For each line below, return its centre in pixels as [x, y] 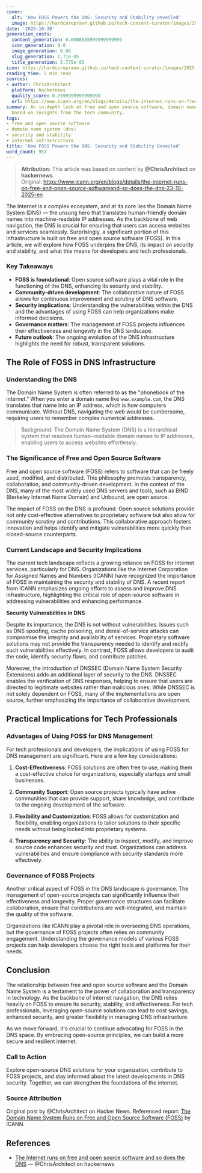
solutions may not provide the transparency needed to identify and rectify [97, 644]
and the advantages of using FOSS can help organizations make [94, 311]
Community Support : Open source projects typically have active [95, 791]
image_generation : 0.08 [41, 51]
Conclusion [28, 970]
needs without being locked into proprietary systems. [81, 829]
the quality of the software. [40, 914]
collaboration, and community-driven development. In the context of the [95, 484]
